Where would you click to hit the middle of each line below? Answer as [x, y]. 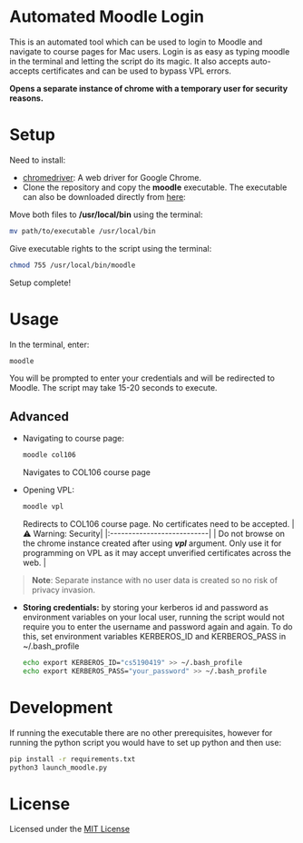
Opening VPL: [49, 490]
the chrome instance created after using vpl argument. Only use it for [152, 543]
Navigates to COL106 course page [87, 472]
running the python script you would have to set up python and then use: [146, 742]
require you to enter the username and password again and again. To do [157, 627]
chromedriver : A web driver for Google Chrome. [112, 177]
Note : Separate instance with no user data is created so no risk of [155, 580]
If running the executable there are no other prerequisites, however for [141, 732]
